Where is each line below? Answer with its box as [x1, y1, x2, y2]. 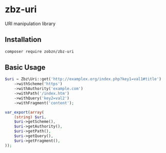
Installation [5, 35, 42, 44]
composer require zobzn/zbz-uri [5, 49, 74, 54]
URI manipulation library [5, 20, 56, 27]
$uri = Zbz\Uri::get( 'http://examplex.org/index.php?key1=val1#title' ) [5, 77, 161, 82]
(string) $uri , [14, 114, 47, 120]
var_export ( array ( [5, 110, 44, 115]
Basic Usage [5, 63, 46, 72]
